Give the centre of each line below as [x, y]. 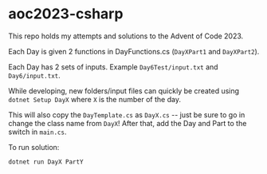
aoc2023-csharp [66, 14]
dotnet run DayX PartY [46, 162]
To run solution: [34, 147]
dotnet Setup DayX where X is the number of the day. [95, 99]
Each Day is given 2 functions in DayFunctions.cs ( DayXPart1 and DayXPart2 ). [134, 51]
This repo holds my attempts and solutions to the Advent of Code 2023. [126, 36]
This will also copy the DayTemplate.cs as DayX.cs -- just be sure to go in [127, 115]
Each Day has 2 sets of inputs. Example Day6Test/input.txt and [113, 67]
